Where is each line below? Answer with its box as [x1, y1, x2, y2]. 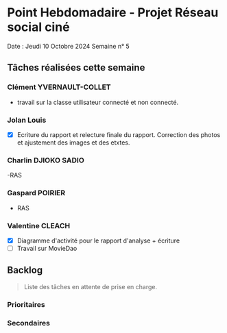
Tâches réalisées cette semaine [7, 62, 145, 73]
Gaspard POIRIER [7, 188, 66, 198]
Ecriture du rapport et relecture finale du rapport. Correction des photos [16, 130, 221, 138]
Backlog [7, 264, 43, 276]
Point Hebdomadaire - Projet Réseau [7, 5, 219, 21]
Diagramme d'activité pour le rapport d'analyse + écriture [16, 236, 180, 245]
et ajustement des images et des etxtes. [16, 138, 130, 147]
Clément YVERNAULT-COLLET [7, 82, 111, 92]
